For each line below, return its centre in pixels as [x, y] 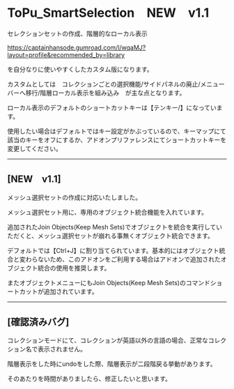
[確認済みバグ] [38, 322]
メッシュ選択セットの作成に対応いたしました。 [74, 197]
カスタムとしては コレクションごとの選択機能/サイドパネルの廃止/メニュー [116, 84]
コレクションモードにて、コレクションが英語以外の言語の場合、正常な [108, 340]
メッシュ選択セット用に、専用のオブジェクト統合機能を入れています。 [107, 212]
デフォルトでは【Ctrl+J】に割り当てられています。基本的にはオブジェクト [113, 250]
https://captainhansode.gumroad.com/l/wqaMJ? [77, 47]
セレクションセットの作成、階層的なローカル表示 [77, 33]
